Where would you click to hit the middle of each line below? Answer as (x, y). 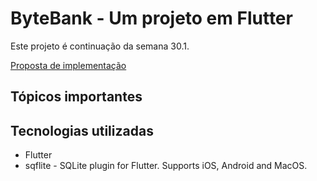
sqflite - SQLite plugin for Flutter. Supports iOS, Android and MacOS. (166, 166)
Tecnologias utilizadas (82, 130)
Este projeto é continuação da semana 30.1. (100, 46)
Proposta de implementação (68, 65)
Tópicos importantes (76, 97)
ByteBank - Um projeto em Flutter (151, 18)
